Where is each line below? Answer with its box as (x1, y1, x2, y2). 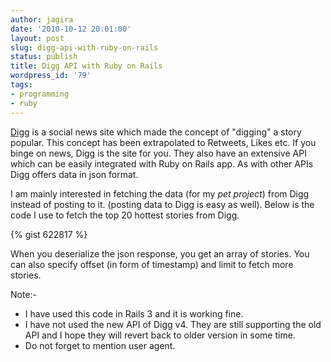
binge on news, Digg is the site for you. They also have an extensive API (10, 147, 307, 159)
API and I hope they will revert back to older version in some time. (24, 329, 296, 341)
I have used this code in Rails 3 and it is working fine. (24, 307, 244, 320)
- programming (10, 89, 70, 99)
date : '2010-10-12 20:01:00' (10, 24, 132, 34)
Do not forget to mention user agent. (24, 339, 176, 351)
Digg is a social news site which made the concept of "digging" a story (10, 126, 302, 138)
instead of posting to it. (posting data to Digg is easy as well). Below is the (10, 198, 315, 210)
